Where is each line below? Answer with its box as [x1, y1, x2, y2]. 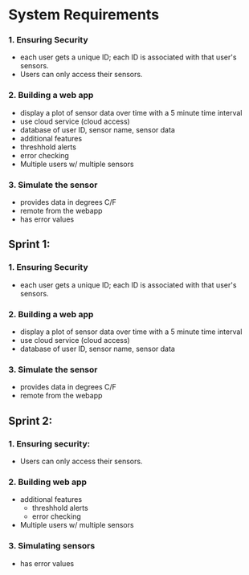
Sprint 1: [8, 238, 51, 251]
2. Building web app [8, 476, 87, 487]
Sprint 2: [8, 414, 53, 427]
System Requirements [8, 6, 159, 24]
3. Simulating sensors [8, 540, 96, 552]
